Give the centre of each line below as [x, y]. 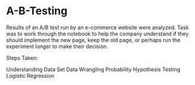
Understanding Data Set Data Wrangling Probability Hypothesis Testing [93, 69]
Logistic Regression [30, 75]
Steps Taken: [22, 58]
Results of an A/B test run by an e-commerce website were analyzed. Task [97, 27]
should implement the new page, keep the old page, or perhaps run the [93, 40]
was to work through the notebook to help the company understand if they [97, 33]
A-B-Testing [37, 11]
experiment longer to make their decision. [57, 46]
